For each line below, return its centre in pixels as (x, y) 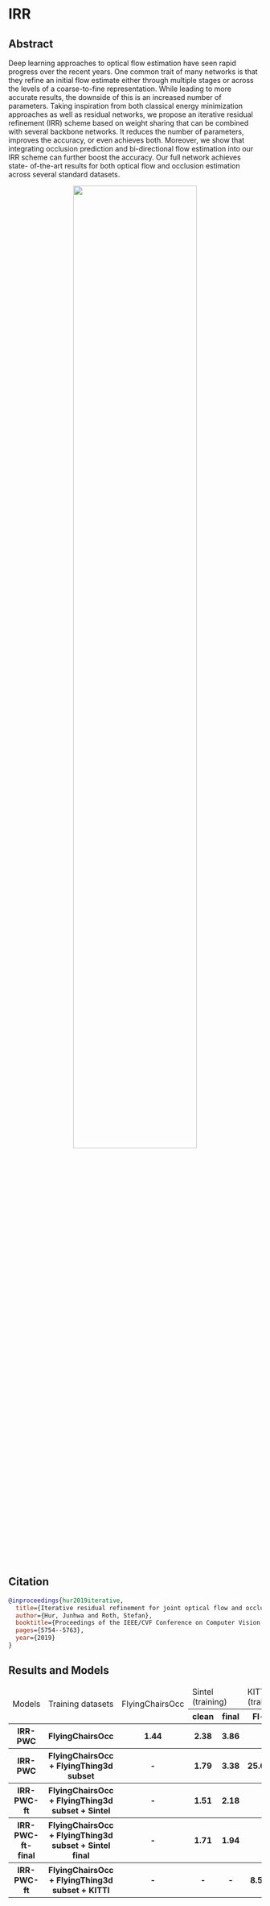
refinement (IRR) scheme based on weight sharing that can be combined (129, 123)
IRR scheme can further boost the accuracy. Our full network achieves (125, 157)
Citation (29, 1582)
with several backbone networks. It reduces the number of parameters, (126, 131)
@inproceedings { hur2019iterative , (66, 1601)
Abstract (31, 44)
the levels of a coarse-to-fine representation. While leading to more (120, 89)
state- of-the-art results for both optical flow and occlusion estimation (124, 166)
